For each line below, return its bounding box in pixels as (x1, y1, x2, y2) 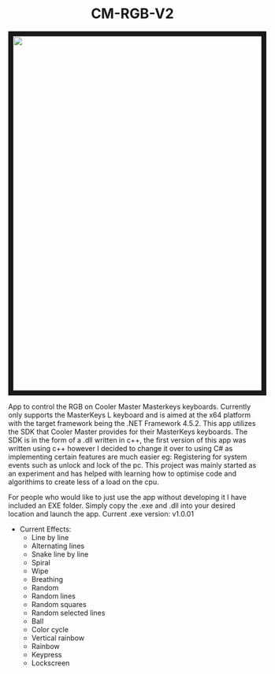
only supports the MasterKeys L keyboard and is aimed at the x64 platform (8, 410, 251, 420)
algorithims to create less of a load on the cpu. (8, 477, 159, 487)
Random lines (31, 591, 76, 601)
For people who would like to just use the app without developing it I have (8, 492, 247, 502)
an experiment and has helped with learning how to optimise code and (8, 468, 237, 478)
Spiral (31, 557, 51, 567)
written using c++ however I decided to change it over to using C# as (8, 443, 233, 453)
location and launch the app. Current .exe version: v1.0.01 (8, 509, 195, 518)
